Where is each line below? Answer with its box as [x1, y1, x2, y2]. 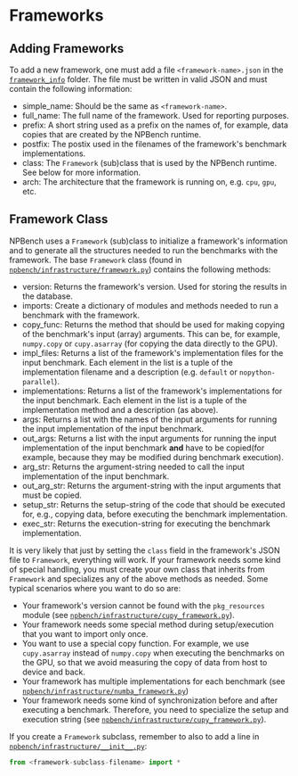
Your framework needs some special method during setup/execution [21, 619, 274, 630]
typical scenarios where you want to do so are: [9, 582, 181, 593]
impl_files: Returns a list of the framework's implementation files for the [21, 347, 284, 358]
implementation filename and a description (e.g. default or [21, 367, 238, 377]
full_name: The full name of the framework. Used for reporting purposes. [21, 111, 289, 120]
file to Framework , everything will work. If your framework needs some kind [9, 554, 281, 565]
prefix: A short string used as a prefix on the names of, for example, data [21, 120, 289, 130]
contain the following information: [9, 84, 133, 94]
